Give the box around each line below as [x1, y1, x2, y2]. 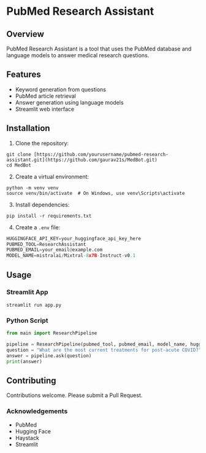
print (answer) [6, 358, 43, 364]
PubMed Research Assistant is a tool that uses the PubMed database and [6, 45, 192, 52]
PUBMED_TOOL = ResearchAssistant [6, 241, 86, 247]
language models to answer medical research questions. [6, 52, 150, 59]
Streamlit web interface [15, 105, 75, 112]
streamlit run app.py [6, 302, 62, 308]
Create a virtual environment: [15, 173, 89, 180]
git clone [6, 151, 32, 157]
